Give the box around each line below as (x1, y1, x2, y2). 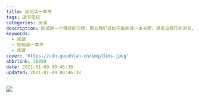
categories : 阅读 (6, 20, 48, 26)
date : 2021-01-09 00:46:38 (6, 64, 73, 70)
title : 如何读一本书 (6, 8, 52, 15)
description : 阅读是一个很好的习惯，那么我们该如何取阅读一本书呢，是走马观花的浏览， (6, 25, 197, 31)
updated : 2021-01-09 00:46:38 (6, 69, 82, 75)
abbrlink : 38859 (6, 58, 46, 64)
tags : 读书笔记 (6, 14, 41, 20)
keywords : (6, 31, 31, 37)
